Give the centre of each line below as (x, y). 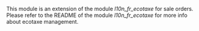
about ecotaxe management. (42, 22)
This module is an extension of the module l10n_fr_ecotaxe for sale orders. (100, 9)
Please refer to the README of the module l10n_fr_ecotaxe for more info (97, 15)
